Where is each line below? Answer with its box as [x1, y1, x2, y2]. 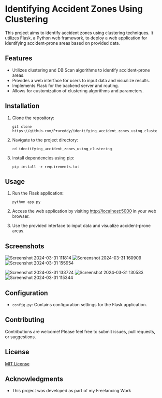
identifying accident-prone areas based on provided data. [5, 40, 120, 46]
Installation [5, 102, 40, 110]
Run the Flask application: [12, 190, 64, 196]
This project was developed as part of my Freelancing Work [12, 388, 132, 394]
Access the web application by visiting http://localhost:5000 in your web [12, 208, 157, 214]
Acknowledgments [5, 375, 64, 383]
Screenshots [5, 242, 44, 250]
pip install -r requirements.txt [12, 164, 80, 169]
